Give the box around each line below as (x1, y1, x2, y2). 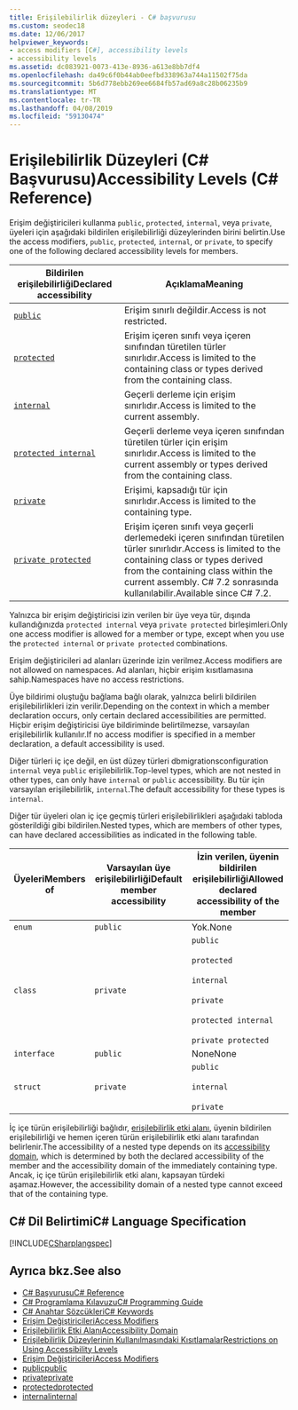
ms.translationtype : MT (9, 87, 98, 96)
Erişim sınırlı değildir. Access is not (123, 304, 267, 316)
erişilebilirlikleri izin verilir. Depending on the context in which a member (9, 701, 271, 711)
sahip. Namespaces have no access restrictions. (9, 674, 184, 685)
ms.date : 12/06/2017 (9, 29, 86, 38)
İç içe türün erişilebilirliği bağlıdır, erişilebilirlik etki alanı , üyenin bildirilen (9, 1122, 272, 1133)
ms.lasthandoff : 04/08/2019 (9, 104, 114, 113)
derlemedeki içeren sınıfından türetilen (123, 532, 285, 544)
